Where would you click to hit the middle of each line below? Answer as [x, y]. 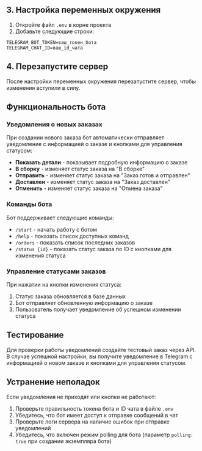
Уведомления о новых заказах [54, 124]
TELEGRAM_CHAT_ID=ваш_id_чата [45, 48]
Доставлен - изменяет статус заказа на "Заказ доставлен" [93, 182]
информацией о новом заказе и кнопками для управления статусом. [97, 362]
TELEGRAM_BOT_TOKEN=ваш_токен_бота [52, 42]
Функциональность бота [56, 107]
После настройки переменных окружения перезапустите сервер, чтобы [101, 81]
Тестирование [35, 335]
